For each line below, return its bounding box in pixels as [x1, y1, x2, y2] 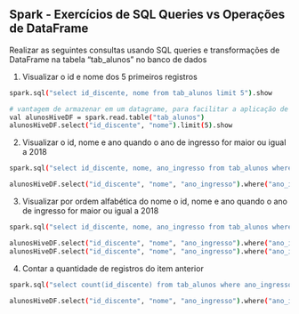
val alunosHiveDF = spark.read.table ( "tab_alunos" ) [9, 113, 205, 122]
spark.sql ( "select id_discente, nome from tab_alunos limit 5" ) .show [9, 88, 273, 97]
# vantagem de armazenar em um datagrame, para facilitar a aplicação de [9, 104, 289, 114]
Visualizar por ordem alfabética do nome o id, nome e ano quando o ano [21, 196, 287, 207]
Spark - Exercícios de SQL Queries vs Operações [9, 7, 286, 22]
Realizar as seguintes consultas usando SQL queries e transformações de [9, 44, 280, 55]
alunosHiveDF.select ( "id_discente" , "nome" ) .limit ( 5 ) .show [9, 121, 233, 130]
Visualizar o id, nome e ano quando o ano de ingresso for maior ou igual [21, 137, 287, 148]
